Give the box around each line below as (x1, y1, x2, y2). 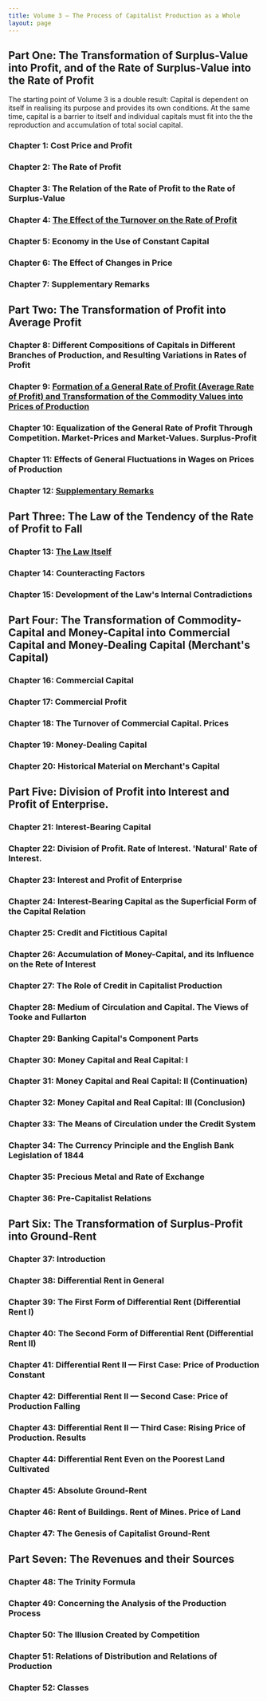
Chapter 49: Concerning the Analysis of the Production (8, 1597, 227, 1608)
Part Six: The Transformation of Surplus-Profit (8, 1217, 243, 1231)
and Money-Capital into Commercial (46, 626, 230, 639)
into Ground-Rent (8, 1230, 97, 1244)
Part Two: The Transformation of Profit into (8, 303, 226, 317)
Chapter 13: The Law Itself (8, 546, 112, 557)
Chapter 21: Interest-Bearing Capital (8, 821, 151, 833)
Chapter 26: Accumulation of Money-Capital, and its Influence (8, 948, 255, 959)
